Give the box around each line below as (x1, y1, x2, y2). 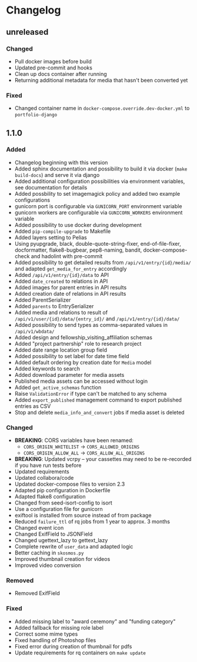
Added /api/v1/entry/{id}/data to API (14, 271, 109, 278)
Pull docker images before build (14, 58, 92, 65)
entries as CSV (14, 402, 51, 409)
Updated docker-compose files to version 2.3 (14, 480, 125, 488)
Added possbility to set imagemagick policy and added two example (14, 190, 181, 197)
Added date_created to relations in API (14, 277, 108, 285)
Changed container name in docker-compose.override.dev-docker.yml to (14, 105, 190, 112)
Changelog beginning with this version (14, 159, 108, 166)
